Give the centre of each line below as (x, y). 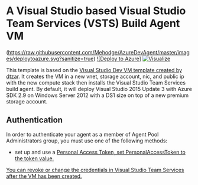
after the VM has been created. (44, 176)
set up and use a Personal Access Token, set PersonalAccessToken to (100, 152)
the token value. (34, 158)
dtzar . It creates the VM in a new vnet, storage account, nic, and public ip (95, 76)
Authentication (35, 120)
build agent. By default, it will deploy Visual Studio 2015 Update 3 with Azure (99, 89)
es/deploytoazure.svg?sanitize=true (50, 59)
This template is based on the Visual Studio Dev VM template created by (94, 70)
